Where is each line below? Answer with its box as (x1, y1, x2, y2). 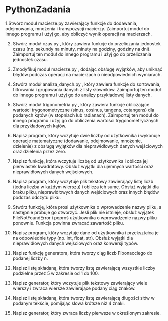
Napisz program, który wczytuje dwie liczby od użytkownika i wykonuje (12, 132, 160, 138)
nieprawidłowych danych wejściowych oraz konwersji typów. (12, 240, 139, 246)
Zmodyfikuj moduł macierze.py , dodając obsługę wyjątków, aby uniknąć (12, 66, 163, 72)
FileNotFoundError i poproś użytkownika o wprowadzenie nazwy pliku (12, 214, 157, 221)
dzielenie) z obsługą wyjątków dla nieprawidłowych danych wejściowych (12, 143, 163, 149)
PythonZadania (5, 4, 71, 15)
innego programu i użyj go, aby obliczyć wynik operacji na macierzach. (5, 31, 152, 37)
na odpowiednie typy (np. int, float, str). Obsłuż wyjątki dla (12, 235, 133, 241)
